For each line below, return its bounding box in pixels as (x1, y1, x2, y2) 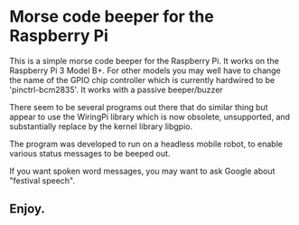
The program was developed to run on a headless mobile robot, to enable (9, 138, 283, 149)
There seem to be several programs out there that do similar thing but (9, 101, 268, 112)
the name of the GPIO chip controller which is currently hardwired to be (9, 74, 276, 85)
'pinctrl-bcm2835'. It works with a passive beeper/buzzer (9, 84, 223, 95)
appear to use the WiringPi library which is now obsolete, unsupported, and (9, 111, 291, 122)
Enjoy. (9, 202, 45, 217)
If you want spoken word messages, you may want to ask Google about (9, 165, 276, 176)
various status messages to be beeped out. (9, 147, 171, 159)
